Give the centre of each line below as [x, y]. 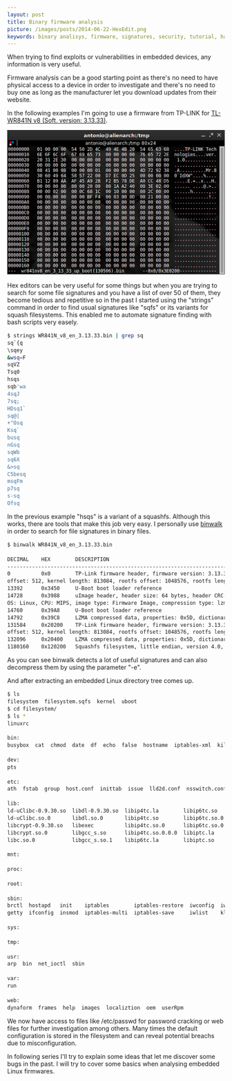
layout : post [26, 15]
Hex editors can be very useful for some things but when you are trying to [112, 285]
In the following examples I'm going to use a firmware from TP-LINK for [108, 113]
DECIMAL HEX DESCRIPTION [58, 559]
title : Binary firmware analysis [55, 22]
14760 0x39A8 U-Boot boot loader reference [85, 610]
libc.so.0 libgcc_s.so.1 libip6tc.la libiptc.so [111, 840]
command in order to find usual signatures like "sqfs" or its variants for [108, 307]
